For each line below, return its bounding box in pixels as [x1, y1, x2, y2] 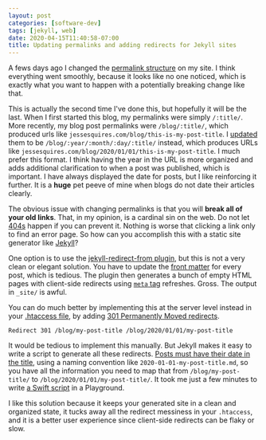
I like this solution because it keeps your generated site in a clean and [8, 399, 237, 408]
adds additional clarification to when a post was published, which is [8, 163, 230, 173]
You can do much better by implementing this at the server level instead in [8, 303, 252, 312]
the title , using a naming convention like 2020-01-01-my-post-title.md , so [8, 358, 248, 367]
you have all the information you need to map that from [8, 366, 189, 375]
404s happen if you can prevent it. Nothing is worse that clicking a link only [8, 221, 256, 231]
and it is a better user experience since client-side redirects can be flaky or [8, 415, 255, 425]
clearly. [8, 189, 33, 198]
